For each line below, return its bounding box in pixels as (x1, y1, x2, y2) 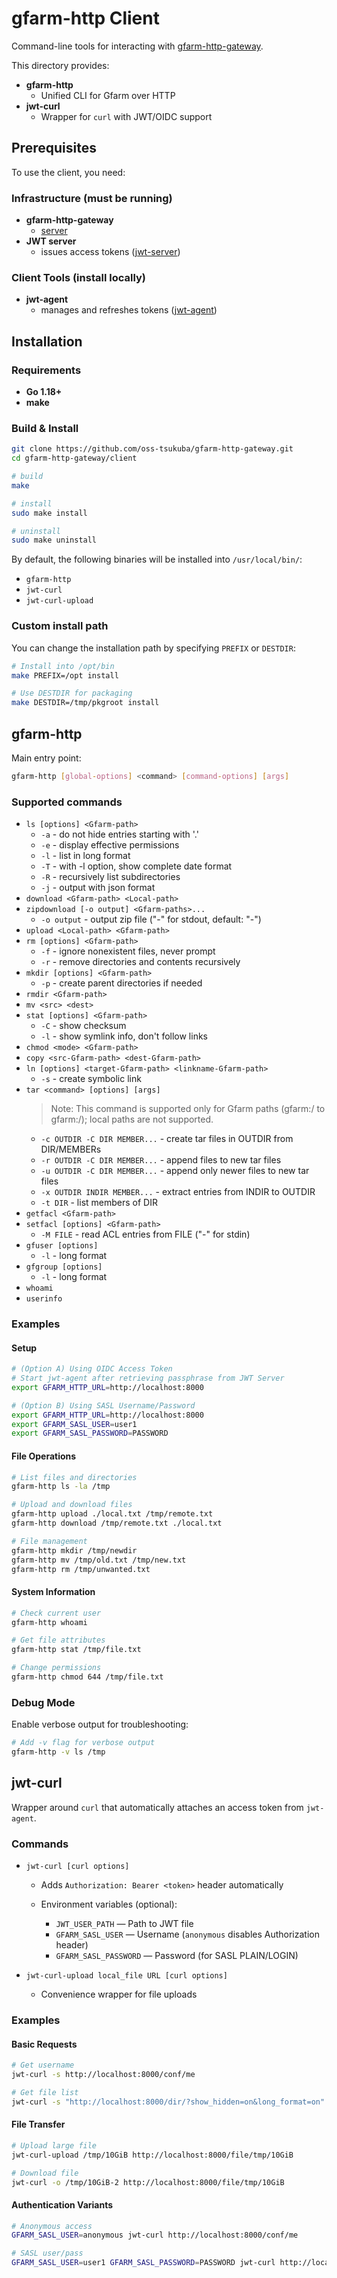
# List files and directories (11, 1472, 138, 1482)
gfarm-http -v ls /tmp (11, 1747, 106, 1757)
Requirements (11, 363, 82, 377)
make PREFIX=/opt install (11, 670, 119, 681)
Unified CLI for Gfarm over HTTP (40, 89, 176, 101)
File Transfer (11, 2118, 66, 2131)
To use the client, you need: (11, 166, 126, 178)
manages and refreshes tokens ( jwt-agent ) (40, 304, 218, 316)
